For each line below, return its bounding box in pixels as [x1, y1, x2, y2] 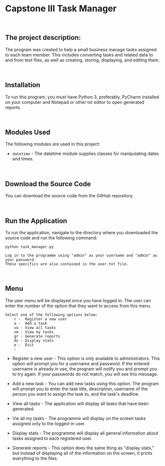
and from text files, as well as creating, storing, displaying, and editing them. [5, 57, 160, 63]
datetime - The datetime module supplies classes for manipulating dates [12, 151, 159, 156]
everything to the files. [12, 455, 58, 461]
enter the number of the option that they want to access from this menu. [5, 303, 152, 309]
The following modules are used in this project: [5, 141, 100, 147]
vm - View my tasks [14, 329, 54, 335]
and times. [12, 156, 34, 162]
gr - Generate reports [14, 334, 61, 339]
